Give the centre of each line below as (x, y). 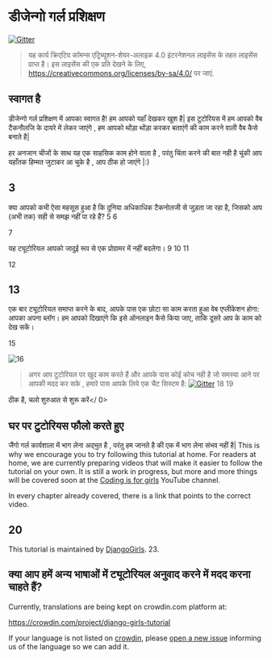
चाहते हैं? (25, 588)
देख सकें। (21, 327)
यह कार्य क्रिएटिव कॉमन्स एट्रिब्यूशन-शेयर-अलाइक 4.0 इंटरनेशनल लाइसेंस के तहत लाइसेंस (143, 55)
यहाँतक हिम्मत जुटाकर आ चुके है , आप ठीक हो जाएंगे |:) (79, 162)
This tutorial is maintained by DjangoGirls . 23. (84, 549)
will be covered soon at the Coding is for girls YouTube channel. (114, 481)
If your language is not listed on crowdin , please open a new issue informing (135, 638)
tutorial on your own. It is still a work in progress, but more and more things (133, 472)
